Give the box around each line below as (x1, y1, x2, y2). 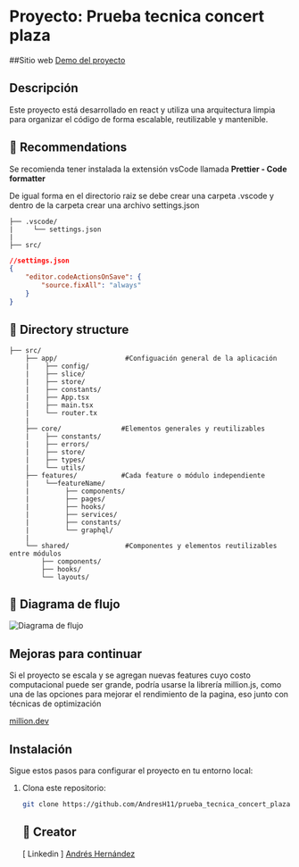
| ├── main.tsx (25, 400, 94, 410)
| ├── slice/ (25, 369, 87, 379)
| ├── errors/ (25, 439, 90, 448)
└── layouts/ (41, 572, 90, 581)
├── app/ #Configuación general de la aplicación (25, 354, 278, 363)
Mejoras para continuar (9, 646, 143, 662)
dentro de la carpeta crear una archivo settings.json (9, 199, 200, 211)
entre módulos (9, 549, 62, 558)
